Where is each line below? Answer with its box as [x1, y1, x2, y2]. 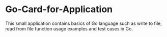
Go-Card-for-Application [5, 4, 113, 15]
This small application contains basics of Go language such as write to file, [5, 20, 162, 26]
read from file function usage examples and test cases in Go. [5, 25, 133, 31]
